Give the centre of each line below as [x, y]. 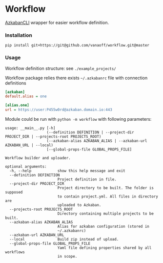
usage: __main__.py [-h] [30, 128]
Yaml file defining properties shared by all [104, 248]
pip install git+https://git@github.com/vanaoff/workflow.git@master [77, 45]
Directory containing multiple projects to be [105, 214]
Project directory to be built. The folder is [105, 188]
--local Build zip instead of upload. [64, 240]
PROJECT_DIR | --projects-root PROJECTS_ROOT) [53, 137]
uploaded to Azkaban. [79, 205]
